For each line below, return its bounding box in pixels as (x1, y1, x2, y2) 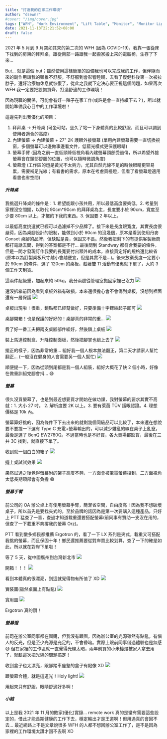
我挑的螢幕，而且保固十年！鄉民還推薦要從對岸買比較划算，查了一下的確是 (5, 537, 158, 544)
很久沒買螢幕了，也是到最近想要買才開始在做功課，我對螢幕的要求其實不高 (5, 396, 158, 402)
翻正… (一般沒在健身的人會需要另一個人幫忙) (5, 354, 96, 360)
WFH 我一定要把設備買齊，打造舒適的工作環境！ (5, 87, 104, 92)
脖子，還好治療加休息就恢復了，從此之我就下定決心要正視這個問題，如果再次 (5, 80, 162, 86)
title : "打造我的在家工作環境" (5, 7, 63, 12)
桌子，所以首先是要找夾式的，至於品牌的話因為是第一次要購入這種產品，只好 (5, 508, 162, 514)
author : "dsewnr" (5, 12, 41, 17)
